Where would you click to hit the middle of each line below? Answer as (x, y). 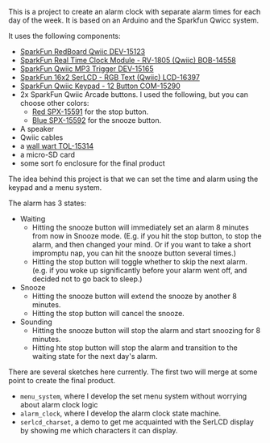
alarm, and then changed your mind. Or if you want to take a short (141, 245)
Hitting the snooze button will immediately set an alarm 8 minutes (141, 227)
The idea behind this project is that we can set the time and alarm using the (133, 179)
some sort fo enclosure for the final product (92, 163)
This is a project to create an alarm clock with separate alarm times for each (135, 12)
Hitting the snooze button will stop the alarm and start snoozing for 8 (146, 330)
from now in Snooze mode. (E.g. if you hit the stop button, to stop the (147, 236)
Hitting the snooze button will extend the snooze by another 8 (135, 296)
